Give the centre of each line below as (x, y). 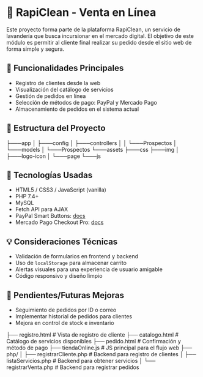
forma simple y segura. (35, 49)
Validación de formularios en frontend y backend (77, 256)
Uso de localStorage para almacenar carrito (71, 263)
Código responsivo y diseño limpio (59, 276)
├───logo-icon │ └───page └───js (54, 156)
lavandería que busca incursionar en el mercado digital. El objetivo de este (100, 35)
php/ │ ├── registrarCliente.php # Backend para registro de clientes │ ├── (102, 354)
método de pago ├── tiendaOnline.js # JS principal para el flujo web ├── (99, 348)
